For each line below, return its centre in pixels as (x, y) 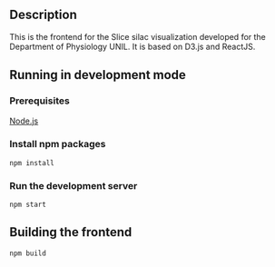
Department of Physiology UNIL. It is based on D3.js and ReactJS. (133, 46)
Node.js (24, 121)
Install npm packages (58, 144)
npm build (28, 253)
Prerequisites (39, 101)
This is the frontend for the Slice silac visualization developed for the (137, 36)
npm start (28, 205)
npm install (32, 163)
